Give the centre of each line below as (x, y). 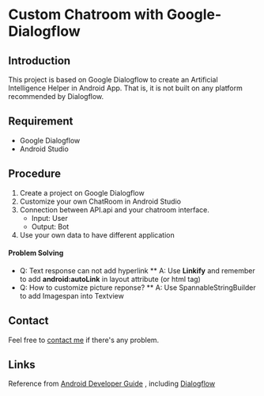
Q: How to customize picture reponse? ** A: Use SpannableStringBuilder (138, 287)
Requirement (41, 122)
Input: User (50, 218)
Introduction (40, 61)
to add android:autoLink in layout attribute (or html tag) (110, 279)
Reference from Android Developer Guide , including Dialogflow (112, 384)
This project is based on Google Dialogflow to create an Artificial (113, 80)
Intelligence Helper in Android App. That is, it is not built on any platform (125, 88)
